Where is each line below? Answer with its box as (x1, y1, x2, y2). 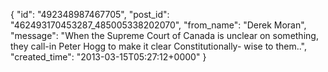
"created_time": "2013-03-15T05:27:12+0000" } (10, 51, 207, 63)
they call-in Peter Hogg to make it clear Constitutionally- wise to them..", (10, 40, 308, 52)
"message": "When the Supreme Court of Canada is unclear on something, (10, 30, 319, 41)
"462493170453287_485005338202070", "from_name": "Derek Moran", (10, 19, 307, 31)
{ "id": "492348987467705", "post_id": (10, 9, 170, 20)
